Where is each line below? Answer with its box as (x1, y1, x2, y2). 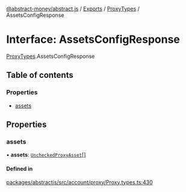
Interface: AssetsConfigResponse (6, 33, 181, 46)
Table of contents (6, 70, 73, 80)
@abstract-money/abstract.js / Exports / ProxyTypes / (6, 5, 140, 12)
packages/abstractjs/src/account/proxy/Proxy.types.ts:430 (6, 178, 153, 186)
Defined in (6, 165, 33, 172)
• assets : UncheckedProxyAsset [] (6, 151, 86, 159)
